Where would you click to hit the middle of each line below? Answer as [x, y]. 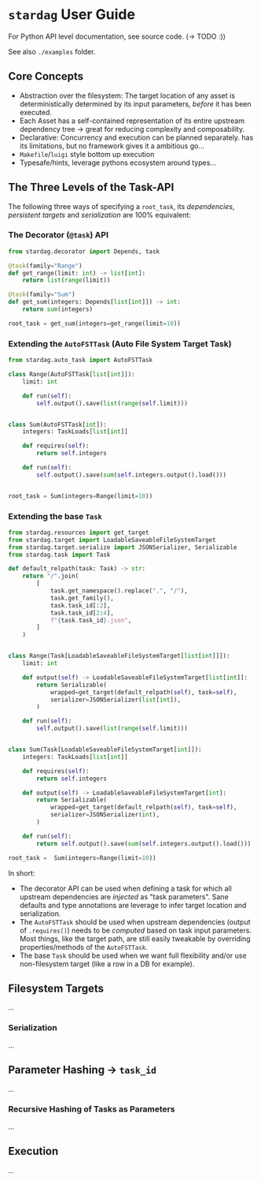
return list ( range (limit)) [66, 280]
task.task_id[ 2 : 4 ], [82, 613]
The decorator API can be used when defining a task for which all [125, 888]
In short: [22, 873]
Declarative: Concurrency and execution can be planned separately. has [136, 137]
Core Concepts [46, 77]
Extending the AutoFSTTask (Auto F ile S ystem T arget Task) [120, 343]
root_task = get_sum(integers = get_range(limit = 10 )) [94, 323]
